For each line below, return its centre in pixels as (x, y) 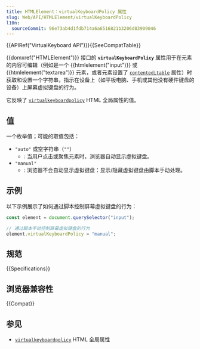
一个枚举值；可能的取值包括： (43, 136)
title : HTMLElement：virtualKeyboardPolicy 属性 (67, 12)
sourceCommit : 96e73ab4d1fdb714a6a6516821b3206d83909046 (84, 28)
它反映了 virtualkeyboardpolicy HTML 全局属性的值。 (73, 100)
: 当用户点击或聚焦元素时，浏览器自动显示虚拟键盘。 (88, 156)
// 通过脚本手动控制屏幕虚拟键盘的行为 (48, 228)
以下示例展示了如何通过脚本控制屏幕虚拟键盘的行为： (72, 206)
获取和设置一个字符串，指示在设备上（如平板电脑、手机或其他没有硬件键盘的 (100, 80)
